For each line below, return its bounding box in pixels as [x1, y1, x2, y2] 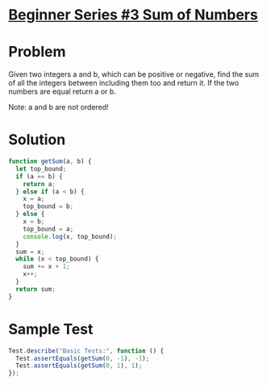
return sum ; [15, 285, 56, 293]
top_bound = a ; [23, 225, 74, 233]
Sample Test [8, 319, 94, 338]
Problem [8, 43, 66, 61]
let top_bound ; [15, 164, 67, 173]
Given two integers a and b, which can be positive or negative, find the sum [8, 70, 260, 79]
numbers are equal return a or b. [8, 87, 117, 96]
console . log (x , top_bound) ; [23, 232, 117, 240]
